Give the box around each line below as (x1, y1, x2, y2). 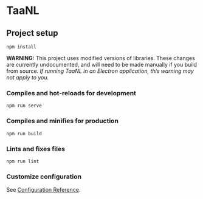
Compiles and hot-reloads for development (6, 89, 137, 97)
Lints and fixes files (6, 144, 66, 153)
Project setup (6, 28, 59, 38)
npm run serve (6, 103, 43, 109)
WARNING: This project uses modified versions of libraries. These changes (6, 55, 196, 61)
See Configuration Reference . (6, 186, 81, 194)
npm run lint (6, 158, 40, 164)
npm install (6, 44, 36, 50)
